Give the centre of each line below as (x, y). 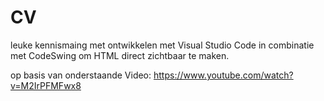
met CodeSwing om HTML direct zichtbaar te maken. (120, 55)
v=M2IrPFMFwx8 (46, 85)
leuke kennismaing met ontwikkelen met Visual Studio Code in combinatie (162, 45)
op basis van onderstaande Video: (81, 75)
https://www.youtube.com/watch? (223, 75)
